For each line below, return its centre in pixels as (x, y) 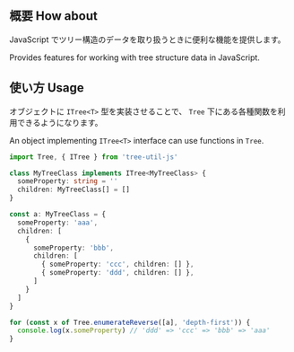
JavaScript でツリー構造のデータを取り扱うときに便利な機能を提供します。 (147, 40)
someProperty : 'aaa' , (58, 223)
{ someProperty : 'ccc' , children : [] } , (118, 264)
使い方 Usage (47, 88)
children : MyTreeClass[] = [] (73, 190)
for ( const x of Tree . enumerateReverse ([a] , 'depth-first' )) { (130, 322)
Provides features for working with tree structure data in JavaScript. (134, 57)
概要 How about (54, 16)
